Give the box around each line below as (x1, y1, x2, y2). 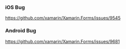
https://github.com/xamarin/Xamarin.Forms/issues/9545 (5, 15, 121, 21)
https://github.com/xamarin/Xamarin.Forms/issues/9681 (5, 38, 120, 44)
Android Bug (5, 27, 36, 34)
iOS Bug (5, 4, 25, 11)
